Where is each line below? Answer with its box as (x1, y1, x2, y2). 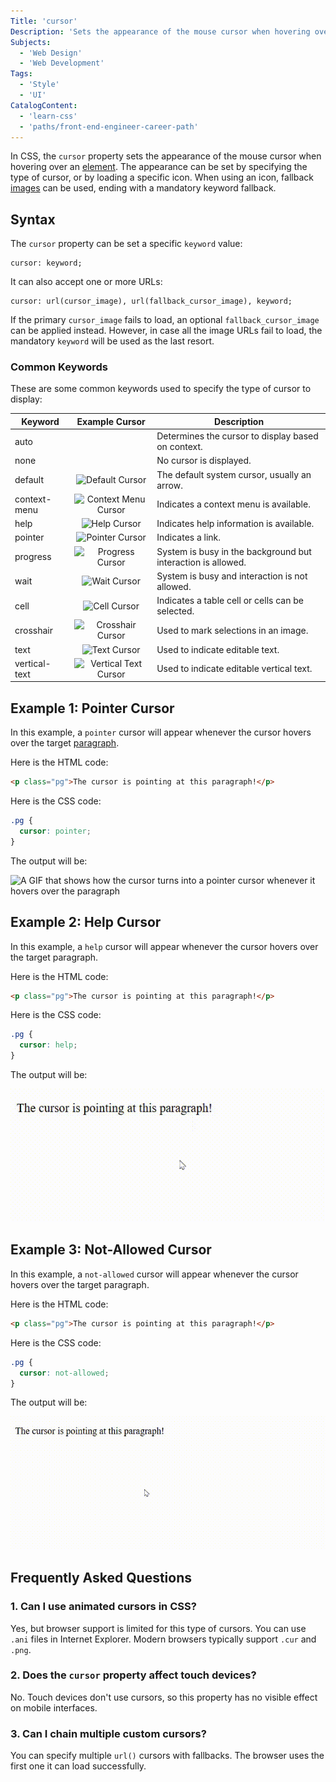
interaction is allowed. (156, 556, 247, 568)
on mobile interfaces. (10, 1701, 98, 1714)
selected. (156, 605, 195, 617)
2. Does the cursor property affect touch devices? (10, 1668, 257, 1682)
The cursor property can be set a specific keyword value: (10, 238, 243, 250)
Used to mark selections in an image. (156, 624, 309, 636)
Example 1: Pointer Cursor (10, 700, 175, 717)
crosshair (14, 624, 54, 636)
